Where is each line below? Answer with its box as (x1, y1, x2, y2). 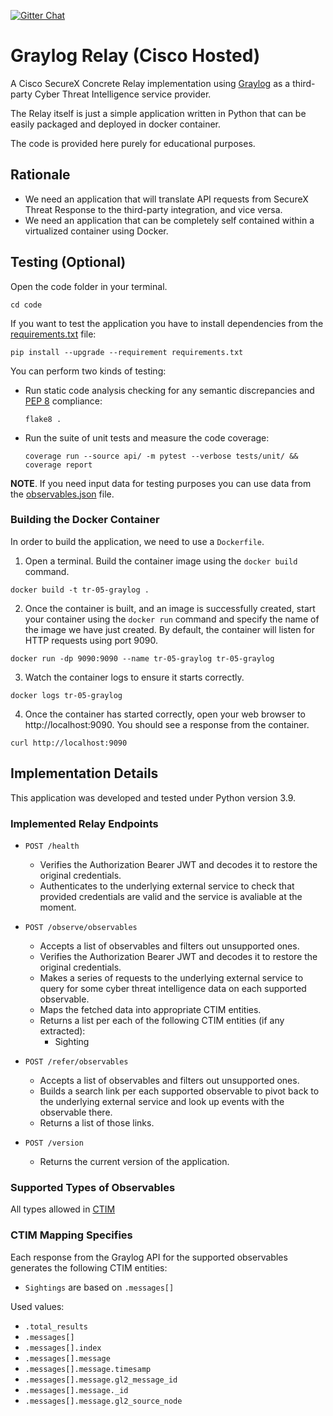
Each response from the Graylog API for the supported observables (10, 1251, 288, 1263)
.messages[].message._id (24, 1385, 129, 1395)
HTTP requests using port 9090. (24, 634, 159, 646)
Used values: (10, 1300, 65, 1312)
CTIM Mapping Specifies (10, 1228, 133, 1242)
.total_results (24, 1321, 89, 1332)
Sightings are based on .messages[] (24, 1281, 175, 1293)
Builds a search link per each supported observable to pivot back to (39, 1085, 320, 1097)
